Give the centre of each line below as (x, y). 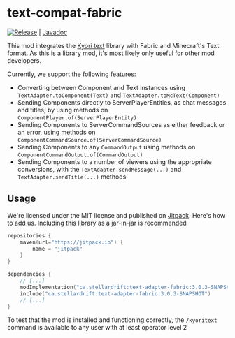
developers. (24, 60)
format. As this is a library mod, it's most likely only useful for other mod (111, 53)
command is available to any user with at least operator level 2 (97, 328)
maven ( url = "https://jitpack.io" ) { (72, 242)
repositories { (29, 235)
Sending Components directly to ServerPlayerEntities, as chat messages (122, 102)
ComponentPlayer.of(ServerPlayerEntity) (77, 118)
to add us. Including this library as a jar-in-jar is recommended (97, 223)
